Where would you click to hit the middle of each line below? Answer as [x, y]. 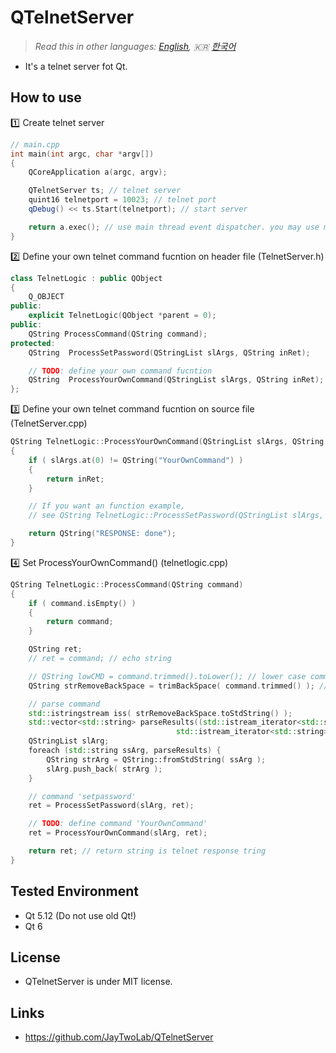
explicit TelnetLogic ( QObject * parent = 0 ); [122, 316]
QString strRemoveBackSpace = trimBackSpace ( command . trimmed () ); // [178, 686]
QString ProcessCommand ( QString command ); [118, 334]
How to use [46, 97]
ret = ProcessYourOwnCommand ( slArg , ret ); [118, 833]
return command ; [80, 622]
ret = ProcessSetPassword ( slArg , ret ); [111, 806]
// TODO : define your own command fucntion [120, 371]
